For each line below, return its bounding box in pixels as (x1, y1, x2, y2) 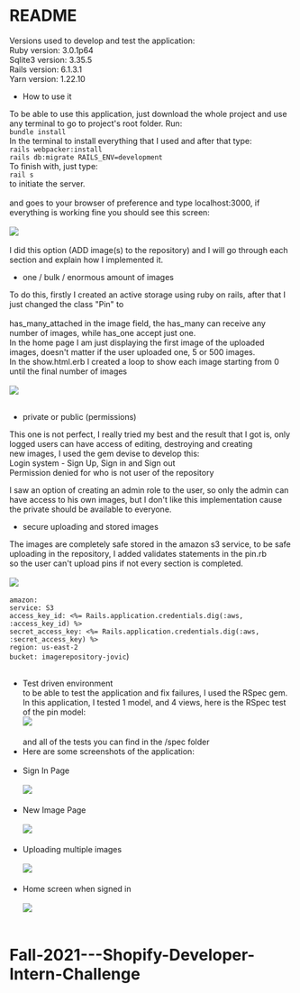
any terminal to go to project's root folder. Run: (9, 118, 183, 129)
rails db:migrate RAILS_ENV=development (9, 152, 164, 162)
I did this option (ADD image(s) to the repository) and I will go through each (9, 244, 288, 255)
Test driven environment (22, 678, 114, 688)
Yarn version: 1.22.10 (9, 73, 86, 84)
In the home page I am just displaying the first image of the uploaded (9, 337, 265, 348)
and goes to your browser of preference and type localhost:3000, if (9, 197, 260, 208)
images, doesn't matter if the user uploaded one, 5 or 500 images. (9, 346, 256, 357)
